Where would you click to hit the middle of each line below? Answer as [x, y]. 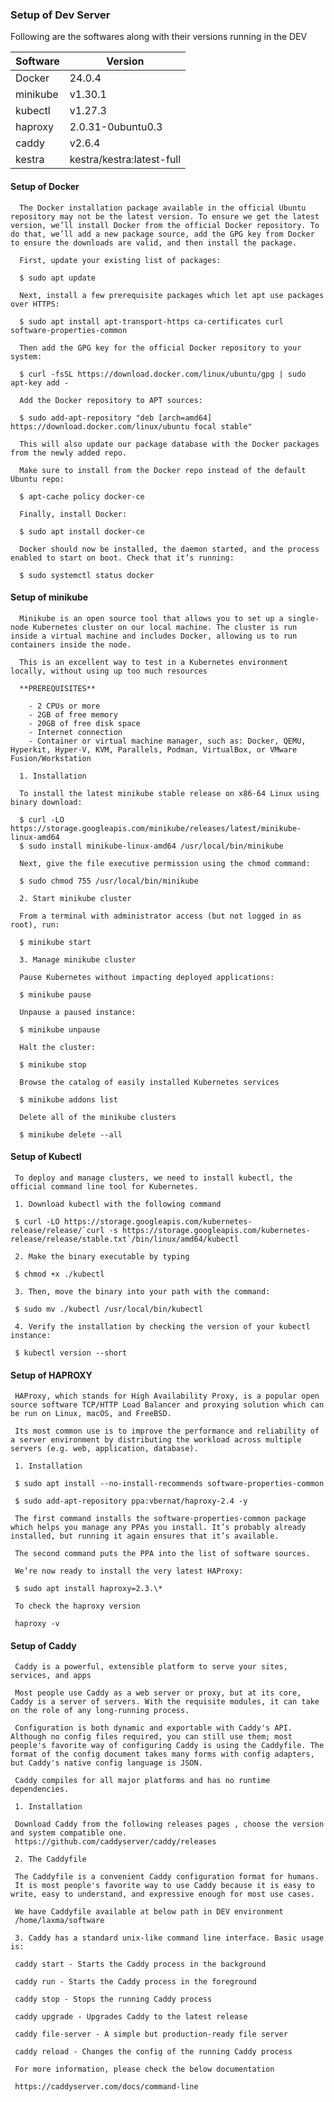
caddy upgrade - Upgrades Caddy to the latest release [131, 2017]
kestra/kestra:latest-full [125, 160]
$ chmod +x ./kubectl [59, 1274]
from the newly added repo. [69, 453]
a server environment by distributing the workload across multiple [156, 1440]
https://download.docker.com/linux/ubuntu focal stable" [131, 426]
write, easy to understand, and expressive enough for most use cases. [162, 1894]
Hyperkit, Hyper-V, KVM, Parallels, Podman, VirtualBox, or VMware [154, 749]
